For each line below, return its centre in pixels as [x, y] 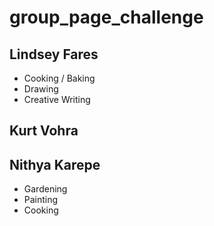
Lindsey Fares [54, 54]
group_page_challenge [106, 17]
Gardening [45, 189]
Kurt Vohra [44, 131]
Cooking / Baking [59, 78]
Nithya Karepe [55, 164]
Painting [41, 200]
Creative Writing [57, 99]
